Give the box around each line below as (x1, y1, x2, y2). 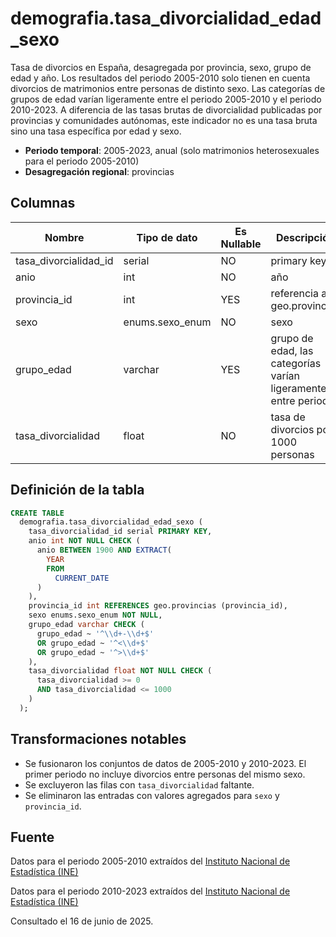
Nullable (220, 237, 262, 251)
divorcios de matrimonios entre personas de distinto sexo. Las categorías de (10, 82, 326, 94)
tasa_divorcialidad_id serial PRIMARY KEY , (28, 527, 213, 537)
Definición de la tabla (10, 482, 145, 499)
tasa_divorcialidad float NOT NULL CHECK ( (28, 666, 213, 676)
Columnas (10, 195, 76, 212)
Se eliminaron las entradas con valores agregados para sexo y (24, 789, 280, 801)
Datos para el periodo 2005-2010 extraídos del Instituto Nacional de (10, 855, 291, 867)
